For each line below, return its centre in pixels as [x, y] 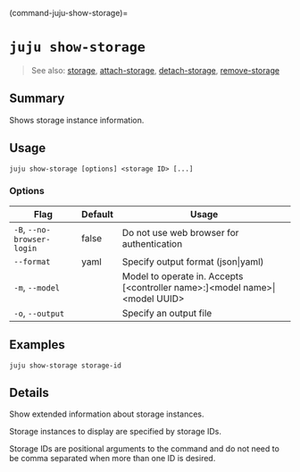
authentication [152, 243]
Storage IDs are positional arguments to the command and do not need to [144, 449]
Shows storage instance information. [77, 120]
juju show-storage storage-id [66, 366]
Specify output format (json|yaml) [193, 261]
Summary [37, 99]
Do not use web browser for [180, 232]
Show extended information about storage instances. [107, 414]
